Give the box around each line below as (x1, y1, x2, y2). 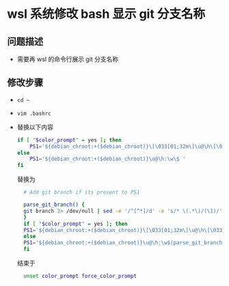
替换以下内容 (16, 122, 53, 131)
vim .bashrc (16, 110, 51, 117)
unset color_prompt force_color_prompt (23, 273, 137, 280)
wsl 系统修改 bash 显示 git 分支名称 (7, 6, 206, 22)
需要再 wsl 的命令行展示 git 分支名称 (16, 55, 119, 63)
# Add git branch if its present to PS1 (23, 189, 140, 196)
